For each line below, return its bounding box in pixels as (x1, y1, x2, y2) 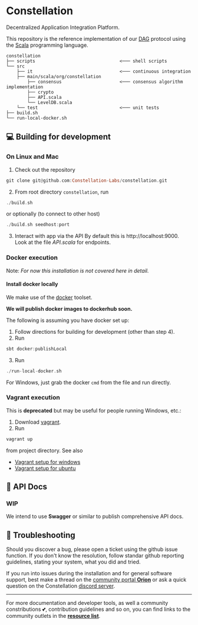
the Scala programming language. (6, 41, 88, 49)
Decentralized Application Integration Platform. (6, 24, 120, 31)
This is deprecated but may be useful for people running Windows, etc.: (6, 407, 181, 414)
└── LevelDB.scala (27, 99, 72, 105)
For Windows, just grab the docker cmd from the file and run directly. (6, 379, 171, 386)
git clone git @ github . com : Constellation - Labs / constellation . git (6, 178, 167, 183)
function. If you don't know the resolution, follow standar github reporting (6, 552, 184, 559)
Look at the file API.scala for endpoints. (14, 239, 111, 246)
